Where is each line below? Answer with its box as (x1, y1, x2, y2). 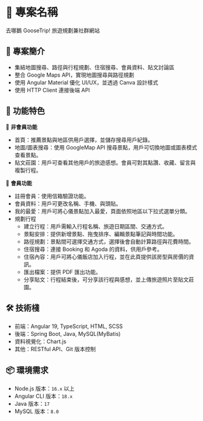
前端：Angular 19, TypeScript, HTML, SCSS (14, 323, 123, 330)
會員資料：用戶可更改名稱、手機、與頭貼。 (14, 200, 122, 207)
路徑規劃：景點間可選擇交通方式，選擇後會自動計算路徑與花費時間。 (23, 238, 194, 245)
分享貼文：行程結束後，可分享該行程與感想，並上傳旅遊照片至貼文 (23, 276, 189, 283)
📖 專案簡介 (5, 46, 45, 56)
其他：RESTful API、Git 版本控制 (14, 346, 96, 353)
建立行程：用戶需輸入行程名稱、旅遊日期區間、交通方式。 (23, 222, 168, 230)
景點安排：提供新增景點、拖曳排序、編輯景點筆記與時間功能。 (23, 230, 179, 238)
